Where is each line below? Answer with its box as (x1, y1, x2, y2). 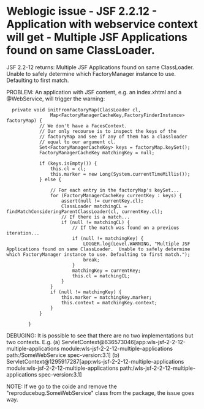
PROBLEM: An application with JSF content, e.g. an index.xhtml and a (6, 88, 182, 96)
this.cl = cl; (50, 165, 86, 172)
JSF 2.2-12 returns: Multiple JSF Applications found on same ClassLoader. (6, 63, 194, 71)
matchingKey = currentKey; (72, 268, 141, 274)
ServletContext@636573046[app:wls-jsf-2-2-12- (61, 338, 186, 345)
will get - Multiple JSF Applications (6, 31, 188, 44)
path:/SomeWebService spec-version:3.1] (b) (6, 351, 119, 359)
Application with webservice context (6, 17, 198, 31)
